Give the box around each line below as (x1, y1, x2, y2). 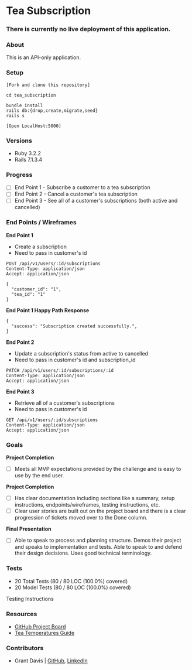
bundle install (6, 102, 43, 108)
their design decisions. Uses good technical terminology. (14, 549, 152, 557)
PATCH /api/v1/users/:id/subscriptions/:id (6, 367, 114, 373)
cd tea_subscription (6, 92, 57, 98)
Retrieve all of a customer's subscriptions (14, 399, 115, 406)
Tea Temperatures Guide (14, 629, 75, 636)
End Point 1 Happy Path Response (6, 306, 90, 314)
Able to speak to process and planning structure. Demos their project (14, 537, 181, 544)
